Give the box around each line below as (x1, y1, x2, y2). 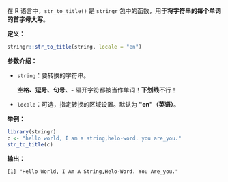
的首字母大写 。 (7, 15, 49, 23)
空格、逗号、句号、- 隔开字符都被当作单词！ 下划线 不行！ (16, 86, 177, 94)
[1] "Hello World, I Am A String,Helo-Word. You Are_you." (7, 168, 179, 175)
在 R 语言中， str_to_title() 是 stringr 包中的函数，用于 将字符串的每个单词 (7, 7, 222, 14)
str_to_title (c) (7, 141, 53, 148)
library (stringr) (7, 128, 57, 135)
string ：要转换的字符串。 (16, 71, 90, 79)
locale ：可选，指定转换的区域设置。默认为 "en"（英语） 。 (16, 100, 180, 108)
